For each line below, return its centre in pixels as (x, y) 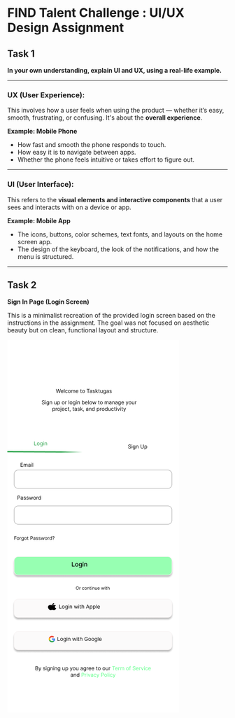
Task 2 (22, 285)
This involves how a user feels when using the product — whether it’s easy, (116, 111)
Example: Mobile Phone (42, 132)
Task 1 (21, 54)
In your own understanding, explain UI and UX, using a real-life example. (115, 70)
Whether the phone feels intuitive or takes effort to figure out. (106, 160)
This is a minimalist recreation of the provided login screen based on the (111, 316)
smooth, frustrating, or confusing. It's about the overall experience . (105, 118)
